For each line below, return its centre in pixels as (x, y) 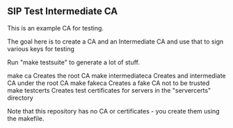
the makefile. (26, 118)
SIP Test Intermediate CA (63, 11)
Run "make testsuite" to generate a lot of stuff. (74, 62)
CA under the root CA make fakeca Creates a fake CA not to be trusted (109, 83)
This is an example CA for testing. (56, 28)
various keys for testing (41, 48)
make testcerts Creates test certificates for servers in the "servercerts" (109, 90)
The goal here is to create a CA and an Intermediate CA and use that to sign (115, 42)
